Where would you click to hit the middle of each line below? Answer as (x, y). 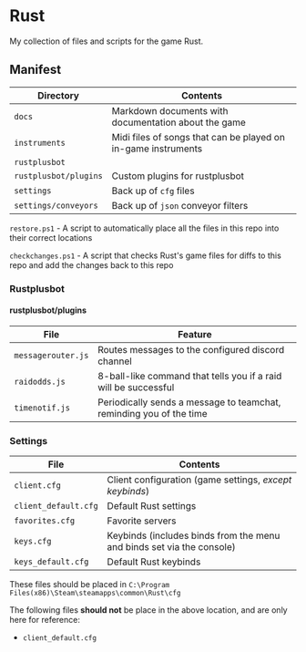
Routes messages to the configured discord (191, 349)
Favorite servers (142, 521)
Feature (194, 334)
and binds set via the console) (171, 547)
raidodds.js (40, 381)
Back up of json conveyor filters (180, 205)
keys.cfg (33, 542)
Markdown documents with (170, 110)
